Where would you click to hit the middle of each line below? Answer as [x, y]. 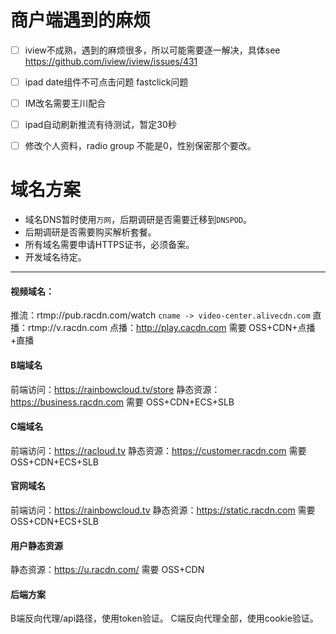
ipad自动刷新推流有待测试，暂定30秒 [100, 125]
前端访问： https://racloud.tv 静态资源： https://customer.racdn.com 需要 [158, 450]
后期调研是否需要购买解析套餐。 [90, 232]
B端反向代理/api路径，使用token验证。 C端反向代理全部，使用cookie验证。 [164, 618]
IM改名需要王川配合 [65, 103]
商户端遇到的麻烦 [81, 20]
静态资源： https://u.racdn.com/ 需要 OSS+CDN [107, 570]
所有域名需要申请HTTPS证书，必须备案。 [109, 245]
